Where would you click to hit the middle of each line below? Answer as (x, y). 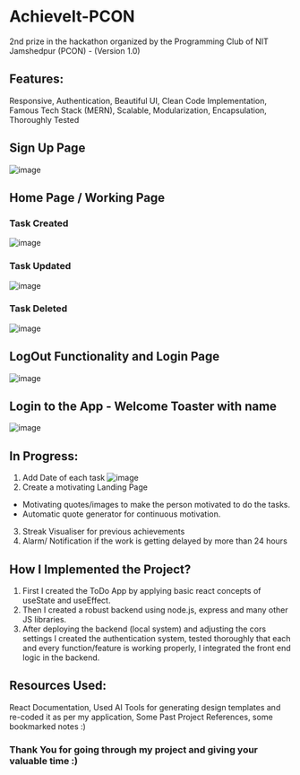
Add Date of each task (64, 478)
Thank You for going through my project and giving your (133, 749)
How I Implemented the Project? (100, 569)
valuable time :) (44, 761)
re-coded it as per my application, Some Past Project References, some (141, 717)
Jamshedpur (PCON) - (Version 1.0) (75, 50)
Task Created (39, 223)
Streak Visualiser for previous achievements (103, 532)
